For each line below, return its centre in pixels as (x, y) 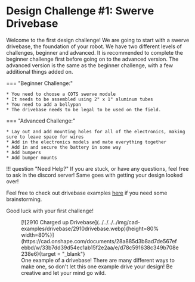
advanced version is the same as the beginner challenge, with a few (90, 65)
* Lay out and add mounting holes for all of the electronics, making (96, 131)
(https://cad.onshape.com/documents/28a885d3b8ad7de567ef (99, 241)
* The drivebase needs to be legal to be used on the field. (84, 109)
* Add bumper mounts (32, 158)
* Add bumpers (24, 152)
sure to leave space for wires (45, 137)
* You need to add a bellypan (44, 104)
